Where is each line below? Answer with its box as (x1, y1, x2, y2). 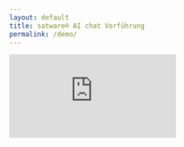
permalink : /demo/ (9, 29, 77, 38)
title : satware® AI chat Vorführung (9, 21, 145, 30)
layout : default (9, 12, 69, 22)
